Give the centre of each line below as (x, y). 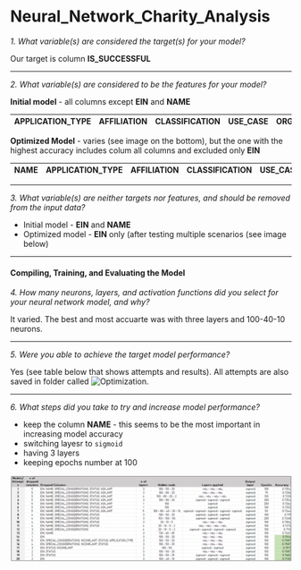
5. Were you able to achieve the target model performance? (120, 354)
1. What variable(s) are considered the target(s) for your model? (128, 41)
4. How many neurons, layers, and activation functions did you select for (145, 293)
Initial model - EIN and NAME (77, 225)
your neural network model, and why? (80, 302)
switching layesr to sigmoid (73, 444)
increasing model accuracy (73, 434)
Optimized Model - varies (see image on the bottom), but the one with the (147, 140)
